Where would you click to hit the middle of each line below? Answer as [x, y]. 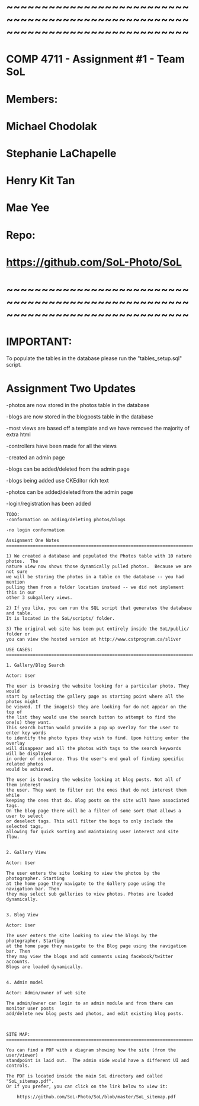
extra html [18, 434]
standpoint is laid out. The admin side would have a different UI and [98, 1060]
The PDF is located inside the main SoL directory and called [84, 1076]
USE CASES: [20, 650]
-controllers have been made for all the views [62, 446]
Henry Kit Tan [41, 181]
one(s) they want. [29, 722]
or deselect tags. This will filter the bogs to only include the [90, 821]
